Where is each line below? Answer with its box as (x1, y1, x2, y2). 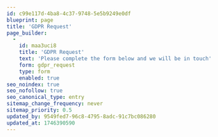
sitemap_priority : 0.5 (6, 107, 72, 113)
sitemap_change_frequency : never (6, 100, 103, 107)
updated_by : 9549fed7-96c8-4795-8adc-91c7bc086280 (6, 113, 156, 120)
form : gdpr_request (19, 62, 76, 68)
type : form (19, 68, 51, 75)
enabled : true (19, 74, 60, 82)
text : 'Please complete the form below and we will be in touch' (19, 55, 212, 62)
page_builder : (6, 29, 48, 37)
